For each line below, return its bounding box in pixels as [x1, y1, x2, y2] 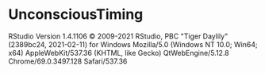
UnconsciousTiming [8, 5, 144, 24]
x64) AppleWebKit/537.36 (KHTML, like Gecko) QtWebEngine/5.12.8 [8, 48, 230, 57]
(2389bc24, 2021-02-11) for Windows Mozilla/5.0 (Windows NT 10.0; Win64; [8, 39, 258, 49]
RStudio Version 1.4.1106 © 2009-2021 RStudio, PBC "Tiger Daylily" [8, 31, 229, 41]
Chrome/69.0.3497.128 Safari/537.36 [8, 57, 128, 66]
